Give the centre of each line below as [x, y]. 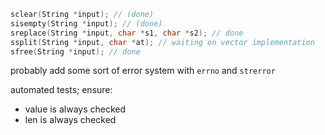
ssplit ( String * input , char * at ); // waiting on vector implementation [162, 42]
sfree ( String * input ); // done [75, 51]
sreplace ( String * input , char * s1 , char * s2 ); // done [127, 33]
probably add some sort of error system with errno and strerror [143, 71]
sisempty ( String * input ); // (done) [86, 23]
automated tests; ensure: [61, 90]
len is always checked [70, 120]
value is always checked [75, 109]
